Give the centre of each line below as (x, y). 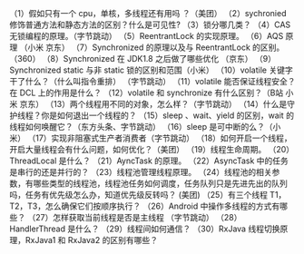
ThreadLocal (33, 161)
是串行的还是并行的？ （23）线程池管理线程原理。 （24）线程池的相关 (141, 172)
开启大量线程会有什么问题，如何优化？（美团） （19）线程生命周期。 (138, 149)
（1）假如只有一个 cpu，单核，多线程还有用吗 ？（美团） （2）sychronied (148, 13)
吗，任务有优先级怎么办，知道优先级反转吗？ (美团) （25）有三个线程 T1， (148, 195)
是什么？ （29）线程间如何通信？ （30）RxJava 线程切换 (174, 229)
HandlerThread (38, 229)
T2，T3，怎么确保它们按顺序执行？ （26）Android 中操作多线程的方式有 (145, 206)
